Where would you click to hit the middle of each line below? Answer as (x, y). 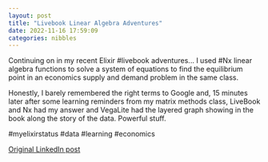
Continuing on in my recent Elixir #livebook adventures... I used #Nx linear (130, 61)
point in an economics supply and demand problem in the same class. (123, 77)
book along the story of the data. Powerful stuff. (87, 119)
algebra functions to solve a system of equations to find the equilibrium (126, 69)
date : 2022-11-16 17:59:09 (53, 30)
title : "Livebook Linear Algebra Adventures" (85, 23)
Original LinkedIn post (44, 149)
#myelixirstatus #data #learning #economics (82, 134)
